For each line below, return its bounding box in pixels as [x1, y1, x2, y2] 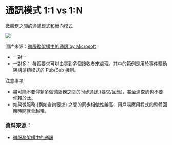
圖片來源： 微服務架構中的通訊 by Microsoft [5, 43, 97, 49]
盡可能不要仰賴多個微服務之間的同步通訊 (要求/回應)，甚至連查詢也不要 [12, 88, 163, 95]
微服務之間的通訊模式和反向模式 [5, 23, 73, 29]
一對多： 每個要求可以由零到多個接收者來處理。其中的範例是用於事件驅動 [12, 60, 167, 67]
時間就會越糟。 [17, 108, 49, 114]
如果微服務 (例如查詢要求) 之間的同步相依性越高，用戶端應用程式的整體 [12, 101, 163, 108]
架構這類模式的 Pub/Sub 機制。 [12, 67, 79, 73]
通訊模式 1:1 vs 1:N [5, 5, 83, 16]
